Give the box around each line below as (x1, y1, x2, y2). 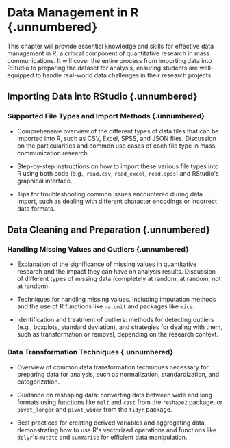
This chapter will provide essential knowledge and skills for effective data (7, 42, 214, 50)
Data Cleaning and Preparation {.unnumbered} (7, 224, 211, 236)
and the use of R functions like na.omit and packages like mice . (16, 302, 195, 311)
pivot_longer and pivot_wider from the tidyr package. (16, 405, 172, 413)
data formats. (16, 204, 55, 213)
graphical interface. (16, 176, 73, 185)
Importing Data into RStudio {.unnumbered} (7, 91, 198, 103)
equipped (7, 70, 34, 79)
